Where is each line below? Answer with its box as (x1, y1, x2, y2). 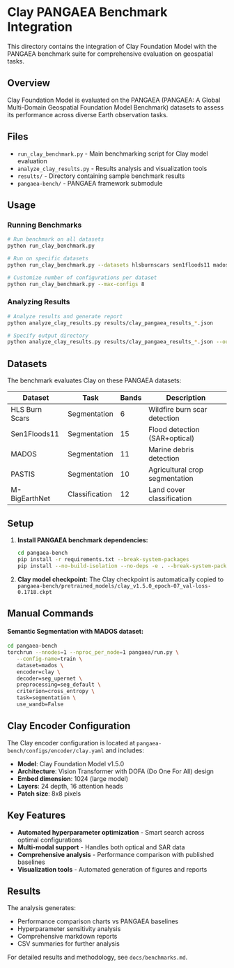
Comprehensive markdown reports (17, 932, 118, 941)
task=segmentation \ (16, 694, 77, 701)
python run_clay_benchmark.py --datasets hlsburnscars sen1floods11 (7, 261, 210, 269)
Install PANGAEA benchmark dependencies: (17, 535, 148, 544)
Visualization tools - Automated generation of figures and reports (17, 865, 208, 873)
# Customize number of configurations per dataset (7, 274, 157, 281)
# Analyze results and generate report (7, 313, 123, 320)
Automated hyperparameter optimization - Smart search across (17, 828, 205, 836)
